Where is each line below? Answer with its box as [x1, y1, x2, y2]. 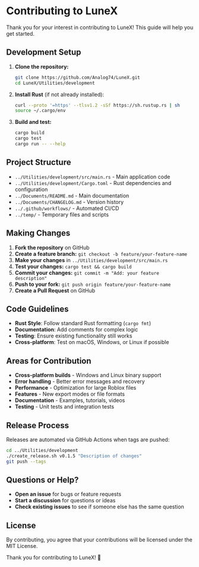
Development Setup [6, 47, 81, 58]
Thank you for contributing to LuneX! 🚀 [6, 554, 102, 561]
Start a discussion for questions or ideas [14, 497, 116, 504]
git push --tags [6, 458, 46, 464]
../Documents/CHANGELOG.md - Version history [14, 198, 124, 205]
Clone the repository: [14, 63, 69, 70]
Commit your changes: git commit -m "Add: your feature [14, 269, 159, 276]
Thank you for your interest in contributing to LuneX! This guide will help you [6, 24, 194, 31]
